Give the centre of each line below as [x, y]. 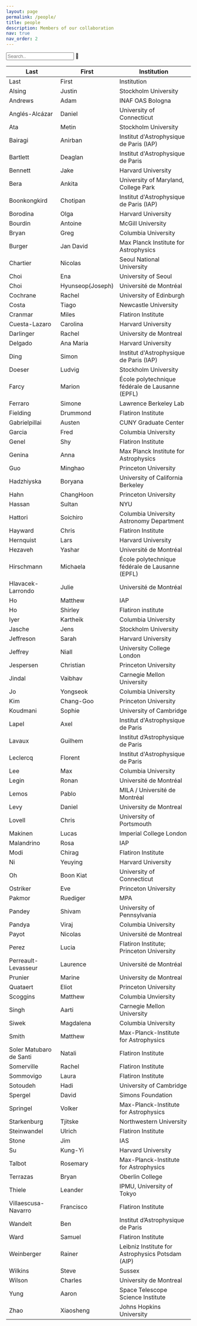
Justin [69, 91]
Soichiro [72, 517]
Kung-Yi [72, 1150]
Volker [69, 1108]
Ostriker [20, 889]
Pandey [20, 911]
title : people [23, 22]
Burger [18, 246]
